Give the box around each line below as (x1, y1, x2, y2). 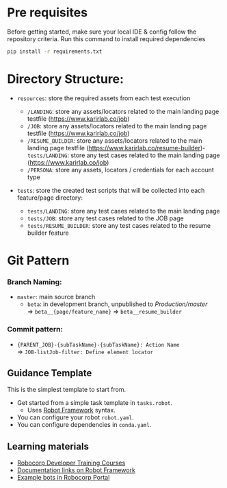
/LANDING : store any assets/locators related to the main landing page (27, 107, 219, 115)
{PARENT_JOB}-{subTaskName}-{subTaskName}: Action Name (16, 341, 180, 348)
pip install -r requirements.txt (7, 48, 103, 55)
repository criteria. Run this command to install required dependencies (7, 34, 206, 43)
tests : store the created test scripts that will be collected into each (16, 186, 205, 194)
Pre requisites (7, 5, 88, 21)
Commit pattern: (7, 325, 64, 334)
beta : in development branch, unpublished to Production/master (27, 300, 208, 308)
